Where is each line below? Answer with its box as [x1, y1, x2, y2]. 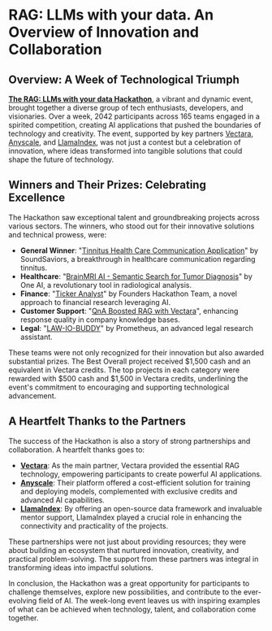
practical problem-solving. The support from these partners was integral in [8, 554, 259, 564]
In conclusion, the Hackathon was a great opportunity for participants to [8, 578, 250, 588]
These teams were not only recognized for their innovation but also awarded [8, 347, 264, 357]
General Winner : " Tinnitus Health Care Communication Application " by [19, 246, 258, 255]
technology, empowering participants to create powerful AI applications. [19, 469, 262, 479]
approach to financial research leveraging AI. [19, 297, 171, 307]
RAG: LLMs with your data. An [8, 6, 214, 24]
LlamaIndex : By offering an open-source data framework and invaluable [19, 503, 262, 513]
